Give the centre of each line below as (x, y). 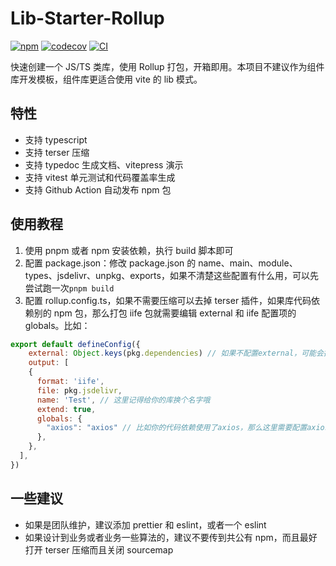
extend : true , (66, 409)
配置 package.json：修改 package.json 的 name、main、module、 (161, 263)
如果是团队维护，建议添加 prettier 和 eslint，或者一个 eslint (145, 524)
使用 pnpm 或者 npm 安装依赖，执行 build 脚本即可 (129, 250)
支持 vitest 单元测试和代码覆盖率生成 (100, 177)
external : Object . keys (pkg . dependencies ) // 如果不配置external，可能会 (176, 353)
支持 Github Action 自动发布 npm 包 (98, 189)
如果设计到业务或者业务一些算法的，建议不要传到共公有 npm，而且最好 (171, 537)
